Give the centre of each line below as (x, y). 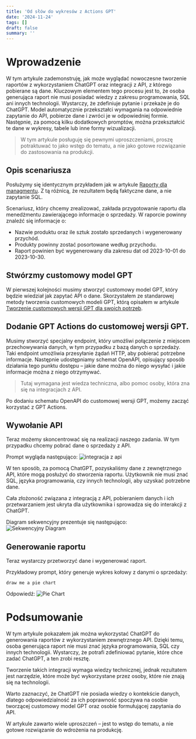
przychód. (27, 238)
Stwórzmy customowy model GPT (69, 276)
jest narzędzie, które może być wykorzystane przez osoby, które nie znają (95, 676)
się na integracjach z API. (51, 389)
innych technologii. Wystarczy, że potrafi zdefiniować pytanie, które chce (94, 652)
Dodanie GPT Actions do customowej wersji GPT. (97, 326)
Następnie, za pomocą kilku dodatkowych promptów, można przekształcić (96, 122)
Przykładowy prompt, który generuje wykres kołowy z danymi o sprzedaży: (97, 572)
